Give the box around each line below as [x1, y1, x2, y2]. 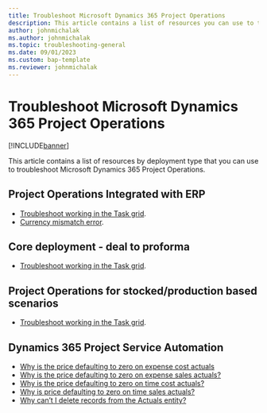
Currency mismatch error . [19, 217, 105, 226]
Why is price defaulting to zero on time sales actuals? [19, 387, 195, 396]
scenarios [8, 296, 59, 310]
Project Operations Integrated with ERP [8, 187, 206, 201]
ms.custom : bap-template [8, 56, 91, 64]
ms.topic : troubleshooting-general [8, 41, 126, 49]
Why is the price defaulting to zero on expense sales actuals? [19, 370, 221, 380]
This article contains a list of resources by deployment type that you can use [8, 156, 259, 165]
